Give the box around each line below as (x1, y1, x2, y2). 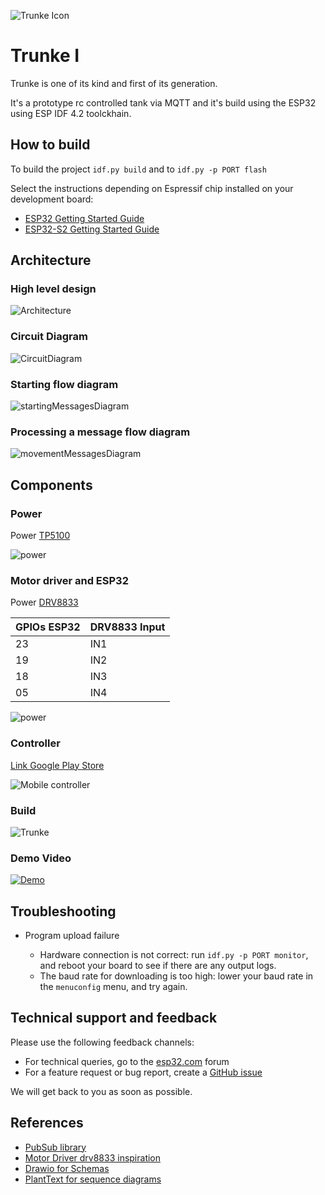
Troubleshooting (10, 903, 117, 920)
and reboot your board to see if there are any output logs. (39, 960, 277, 972)
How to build (10, 136, 91, 154)
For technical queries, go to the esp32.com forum (24, 1055, 230, 1067)
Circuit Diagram (10, 330, 88, 344)
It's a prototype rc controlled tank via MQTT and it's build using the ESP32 (10, 96, 317, 109)
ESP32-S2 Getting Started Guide (24, 223, 160, 235)
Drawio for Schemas (24, 1162, 110, 1174)
